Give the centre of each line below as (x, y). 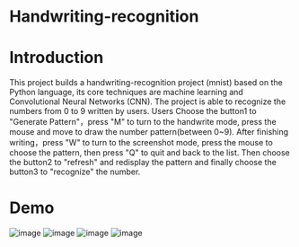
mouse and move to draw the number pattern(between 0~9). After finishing (149, 132)
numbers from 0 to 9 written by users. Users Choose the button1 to (133, 111)
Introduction (57, 58)
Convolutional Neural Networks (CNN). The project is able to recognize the (148, 101)
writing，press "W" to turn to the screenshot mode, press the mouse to (141, 143)
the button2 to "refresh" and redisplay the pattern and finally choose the (143, 163)
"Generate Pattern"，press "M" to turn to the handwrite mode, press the (143, 122)
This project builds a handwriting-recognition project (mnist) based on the (146, 83)
